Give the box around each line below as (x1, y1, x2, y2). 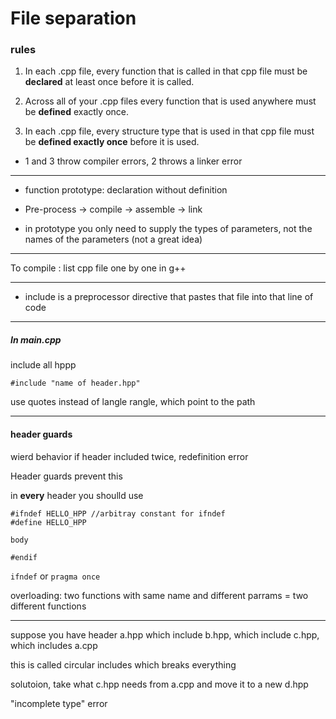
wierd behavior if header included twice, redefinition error (10, 450, 249, 462)
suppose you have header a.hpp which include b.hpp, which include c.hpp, (10, 628, 320, 641)
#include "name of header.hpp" (10, 378, 141, 389)
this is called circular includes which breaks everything (10, 658, 237, 671)
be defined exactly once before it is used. (24, 136, 200, 148)
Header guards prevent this (10, 470, 123, 482)
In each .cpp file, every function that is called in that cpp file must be (24, 65, 308, 77)
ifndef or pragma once (10, 570, 101, 582)
